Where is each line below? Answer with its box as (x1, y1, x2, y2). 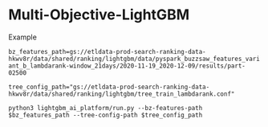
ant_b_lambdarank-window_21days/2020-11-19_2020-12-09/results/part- (8, 62, 246, 70)
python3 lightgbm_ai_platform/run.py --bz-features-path (8, 104, 203, 112)
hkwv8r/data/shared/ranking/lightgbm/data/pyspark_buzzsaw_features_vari (8, 55, 261, 63)
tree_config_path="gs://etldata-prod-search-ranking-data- (8, 83, 210, 91)
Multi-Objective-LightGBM (8, 6, 190, 24)
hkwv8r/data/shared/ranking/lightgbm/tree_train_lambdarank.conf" (8, 90, 235, 98)
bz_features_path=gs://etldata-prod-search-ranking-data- (8, 47, 206, 55)
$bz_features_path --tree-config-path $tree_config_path (8, 111, 203, 119)
